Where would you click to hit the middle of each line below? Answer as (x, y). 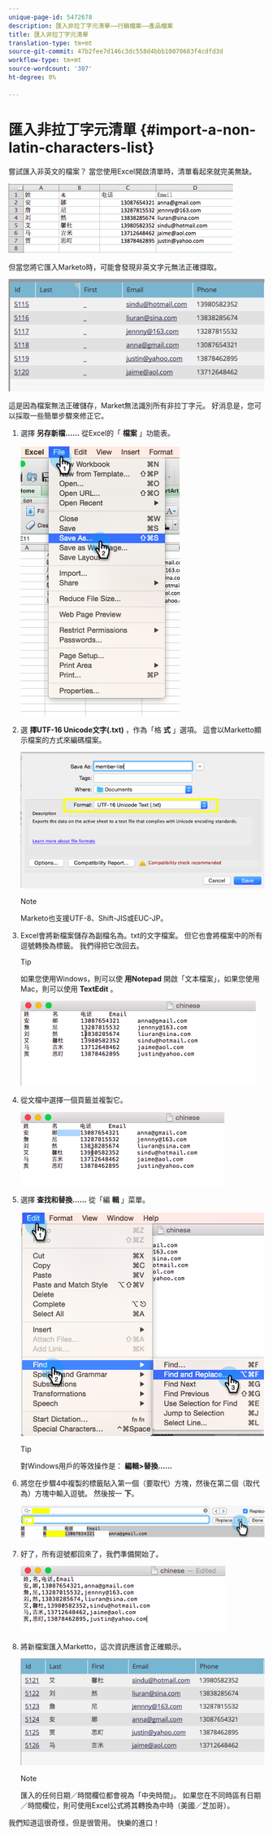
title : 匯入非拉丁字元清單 (49, 34)
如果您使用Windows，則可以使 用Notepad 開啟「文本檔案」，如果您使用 (140, 979)
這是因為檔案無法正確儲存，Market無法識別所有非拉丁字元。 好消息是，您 (132, 406)
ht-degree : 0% (32, 77)
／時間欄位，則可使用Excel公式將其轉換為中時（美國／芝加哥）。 (127, 1806)
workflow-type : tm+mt (45, 60)
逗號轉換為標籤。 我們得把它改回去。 (82, 946)
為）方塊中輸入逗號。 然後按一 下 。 (79, 1494)
